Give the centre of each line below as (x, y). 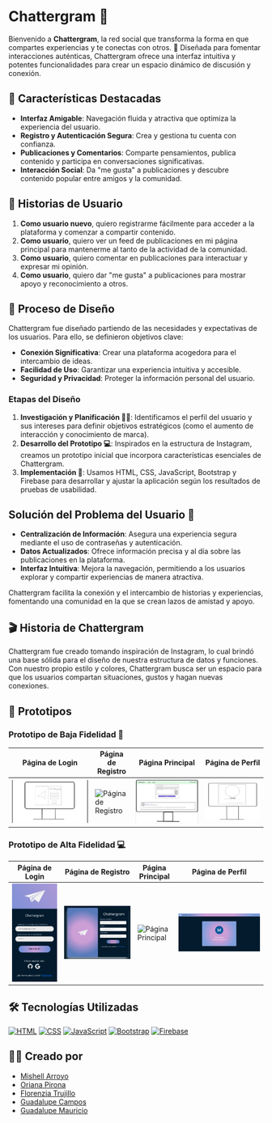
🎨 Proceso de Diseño (62, 309)
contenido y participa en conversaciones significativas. (112, 161)
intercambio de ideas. (56, 361)
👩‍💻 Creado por (46, 1056)
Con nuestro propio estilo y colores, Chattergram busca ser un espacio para (135, 669)
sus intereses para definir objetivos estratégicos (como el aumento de (137, 426)
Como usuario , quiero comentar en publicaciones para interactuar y (134, 257)
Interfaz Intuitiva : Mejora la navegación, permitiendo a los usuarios (132, 569)
